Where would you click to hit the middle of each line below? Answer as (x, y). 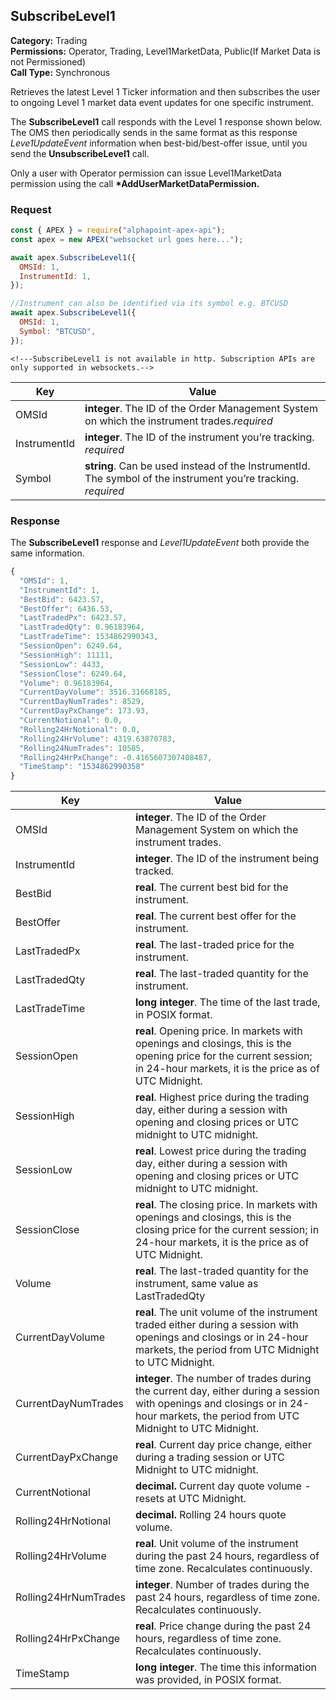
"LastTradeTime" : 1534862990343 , (89, 637)
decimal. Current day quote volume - (223, 1486)
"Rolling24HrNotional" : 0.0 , (80, 729)
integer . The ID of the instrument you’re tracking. (199, 437)
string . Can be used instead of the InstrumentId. (197, 466)
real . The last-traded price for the (214, 945)
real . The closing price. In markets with (226, 1205)
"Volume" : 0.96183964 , (66, 683)
